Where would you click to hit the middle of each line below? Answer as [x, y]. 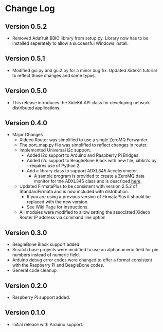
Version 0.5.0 [26, 91]
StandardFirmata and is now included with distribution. [74, 192]
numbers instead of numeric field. [46, 255]
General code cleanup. [35, 270]
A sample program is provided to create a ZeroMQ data [89, 176]
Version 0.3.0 [26, 232]
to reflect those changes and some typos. [54, 75]
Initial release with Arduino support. [48, 324]
